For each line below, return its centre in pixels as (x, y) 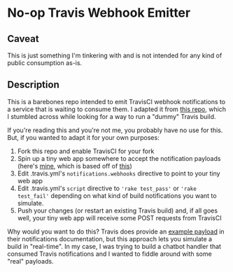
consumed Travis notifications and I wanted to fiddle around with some (110, 254)
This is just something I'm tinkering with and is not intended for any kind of (115, 55)
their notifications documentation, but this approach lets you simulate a (110, 238)
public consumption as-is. (45, 63)
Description (33, 85)
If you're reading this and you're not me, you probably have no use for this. (115, 130)
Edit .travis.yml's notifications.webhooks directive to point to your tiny (119, 173)
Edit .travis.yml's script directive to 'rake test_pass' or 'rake (107, 188)
